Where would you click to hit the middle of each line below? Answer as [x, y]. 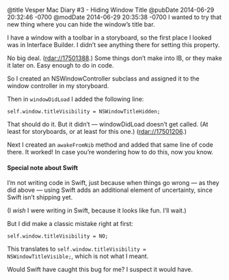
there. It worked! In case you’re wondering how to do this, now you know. [110, 152]
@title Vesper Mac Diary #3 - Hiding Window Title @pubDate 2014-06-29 [111, 10]
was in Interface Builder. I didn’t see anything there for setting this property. [113, 45]
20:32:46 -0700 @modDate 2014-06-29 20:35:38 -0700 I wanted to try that [114, 17]
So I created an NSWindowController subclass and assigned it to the [103, 79]
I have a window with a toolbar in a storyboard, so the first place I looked [109, 38]
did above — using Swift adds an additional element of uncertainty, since [110, 190]
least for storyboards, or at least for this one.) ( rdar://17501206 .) [97, 131]
